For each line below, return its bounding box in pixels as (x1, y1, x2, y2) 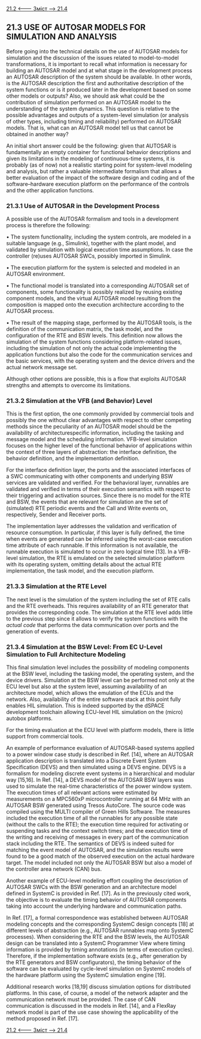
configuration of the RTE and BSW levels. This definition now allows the (6, 332, 182, 339)
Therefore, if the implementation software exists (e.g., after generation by (6, 953, 187, 959)
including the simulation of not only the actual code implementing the (6, 345, 177, 352)
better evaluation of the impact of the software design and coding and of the (6, 174, 195, 181)
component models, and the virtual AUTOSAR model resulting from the (6, 295, 181, 302)
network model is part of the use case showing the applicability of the (6, 1008, 178, 1016)
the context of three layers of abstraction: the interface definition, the (6, 448, 177, 456)
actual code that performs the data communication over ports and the (6, 621, 179, 628)
